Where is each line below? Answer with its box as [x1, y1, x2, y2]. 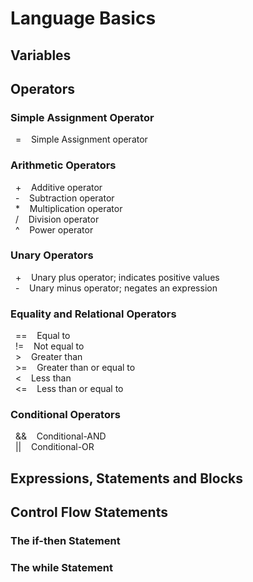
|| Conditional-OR [14, 441, 95, 453]
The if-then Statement [10, 534, 121, 548]
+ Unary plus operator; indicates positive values [14, 271, 220, 283]
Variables [10, 47, 72, 64]
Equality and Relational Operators [10, 307, 177, 321]
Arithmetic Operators [10, 158, 117, 172]
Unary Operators [10, 248, 94, 262]
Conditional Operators [10, 408, 121, 422]
